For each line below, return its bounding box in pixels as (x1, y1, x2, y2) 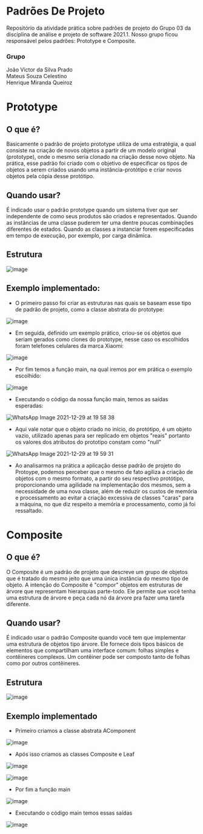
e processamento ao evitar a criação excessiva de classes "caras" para (15, 494, 194, 501)
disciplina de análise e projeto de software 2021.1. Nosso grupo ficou (6, 30, 178, 38)
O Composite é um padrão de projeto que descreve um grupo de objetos (6, 568, 188, 575)
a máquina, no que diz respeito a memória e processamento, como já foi (15, 500, 196, 507)
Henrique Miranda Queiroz (6, 79, 73, 86)
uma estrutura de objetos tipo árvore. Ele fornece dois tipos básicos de (6, 641, 184, 648)
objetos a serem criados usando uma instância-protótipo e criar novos (6, 166, 182, 173)
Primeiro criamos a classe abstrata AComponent (15, 727, 136, 735)
